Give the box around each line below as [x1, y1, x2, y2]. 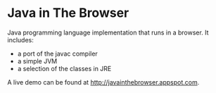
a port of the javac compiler [17, 49, 99, 58]
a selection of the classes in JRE [17, 64, 112, 73]
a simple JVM [17, 56, 58, 65]
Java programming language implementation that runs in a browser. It [7, 28, 209, 37]
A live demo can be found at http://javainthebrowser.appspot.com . [7, 77, 200, 86]
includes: [7, 35, 34, 44]
